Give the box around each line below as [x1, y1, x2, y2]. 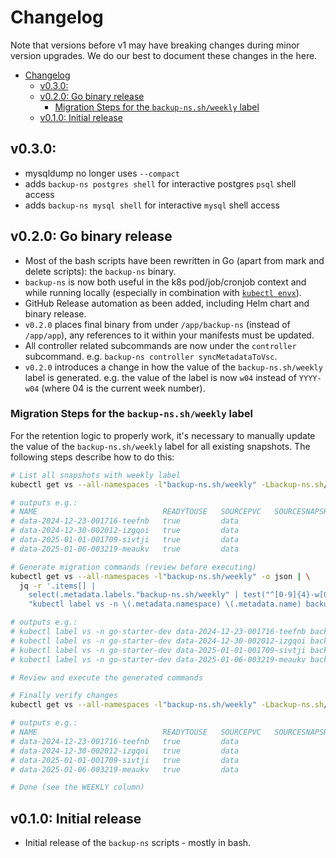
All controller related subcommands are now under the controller [24, 339, 297, 351]
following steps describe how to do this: [10, 451, 175, 463]
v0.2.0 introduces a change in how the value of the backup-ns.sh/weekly [24, 361, 323, 373]
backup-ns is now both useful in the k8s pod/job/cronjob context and [24, 276, 307, 288]
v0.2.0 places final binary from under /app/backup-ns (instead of [24, 318, 291, 330]
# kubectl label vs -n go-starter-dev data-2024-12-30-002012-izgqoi [10, 636, 307, 646]
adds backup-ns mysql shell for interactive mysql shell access [24, 199, 280, 211]
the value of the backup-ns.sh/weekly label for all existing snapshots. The [10, 440, 311, 452]
